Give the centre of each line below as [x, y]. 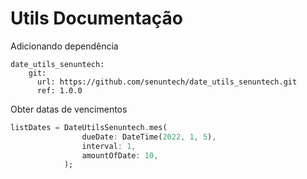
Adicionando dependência [64, 46]
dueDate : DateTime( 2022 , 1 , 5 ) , [149, 137]
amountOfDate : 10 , [120, 155]
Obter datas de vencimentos [69, 109]
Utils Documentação [97, 18]
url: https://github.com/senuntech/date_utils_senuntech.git [167, 82]
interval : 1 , [109, 146]
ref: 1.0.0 [59, 90]
